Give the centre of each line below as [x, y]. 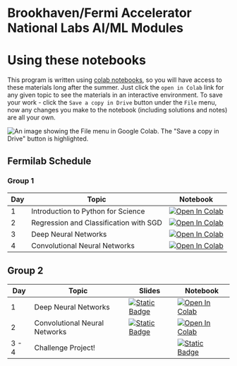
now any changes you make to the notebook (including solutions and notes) [117, 110]
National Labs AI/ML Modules [96, 28]
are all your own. [31, 117]
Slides [150, 290]
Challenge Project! [65, 348]
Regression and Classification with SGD [97, 223]
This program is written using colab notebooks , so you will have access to [115, 80]
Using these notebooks [77, 60]
